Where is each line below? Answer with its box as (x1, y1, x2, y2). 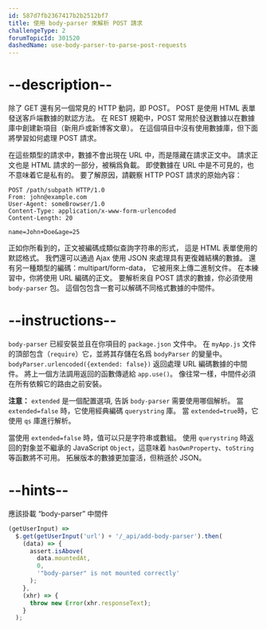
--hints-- (8, 481, 69, 500)
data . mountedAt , (37, 555, 91, 563)
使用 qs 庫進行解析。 (8, 416, 76, 425)
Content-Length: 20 (8, 214, 73, 222)
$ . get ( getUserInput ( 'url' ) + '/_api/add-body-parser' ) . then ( (15, 532, 223, 540)
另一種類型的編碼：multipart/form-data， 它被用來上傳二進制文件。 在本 (14, 263, 252, 273)
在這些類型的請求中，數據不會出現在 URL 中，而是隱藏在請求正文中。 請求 (8, 150, 252, 160)
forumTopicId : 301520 (8, 34, 80, 42)
